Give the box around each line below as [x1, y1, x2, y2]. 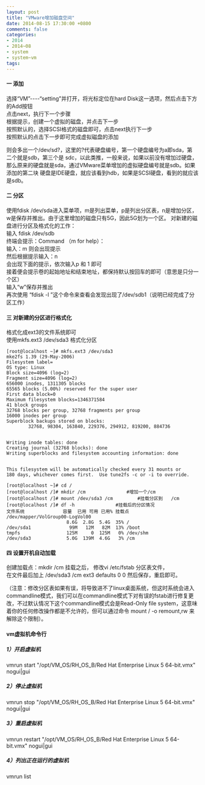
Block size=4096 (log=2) [6, 370, 70, 376]
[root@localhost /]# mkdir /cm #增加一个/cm [6, 489, 156, 495]
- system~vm [6, 55, 37, 61]
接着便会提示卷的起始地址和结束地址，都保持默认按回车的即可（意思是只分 [6, 268, 193, 275]
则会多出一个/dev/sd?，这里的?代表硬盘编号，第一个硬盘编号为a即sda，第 [6, 146, 193, 153]
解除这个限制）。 [6, 615, 47, 623]
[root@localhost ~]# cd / [6, 482, 72, 489]
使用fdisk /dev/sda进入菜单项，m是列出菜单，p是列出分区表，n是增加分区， [6, 207, 198, 214]
